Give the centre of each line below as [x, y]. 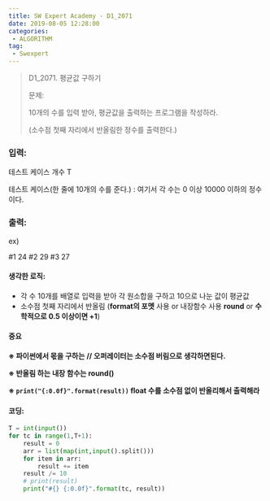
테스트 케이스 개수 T [40, 172]
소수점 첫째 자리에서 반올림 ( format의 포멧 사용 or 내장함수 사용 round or [137, 306]
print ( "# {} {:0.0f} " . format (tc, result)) [94, 489]
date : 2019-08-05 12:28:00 [54, 24]
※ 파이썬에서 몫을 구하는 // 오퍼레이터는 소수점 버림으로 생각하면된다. [117, 356]
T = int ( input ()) [38, 429]
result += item [63, 466]
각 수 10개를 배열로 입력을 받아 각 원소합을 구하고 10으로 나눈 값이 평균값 [135, 296]
